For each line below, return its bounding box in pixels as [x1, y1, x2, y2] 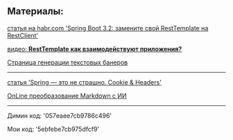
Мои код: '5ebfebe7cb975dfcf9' [7, 125, 100, 133]
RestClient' [7, 31, 39, 40]
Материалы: [7, 6, 64, 17]
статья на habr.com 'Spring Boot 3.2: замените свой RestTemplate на [7, 24, 209, 32]
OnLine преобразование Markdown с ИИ [7, 91, 127, 100]
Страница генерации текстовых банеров [7, 58, 128, 67]
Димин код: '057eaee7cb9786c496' [7, 111, 112, 120]
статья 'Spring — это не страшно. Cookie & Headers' [7, 78, 162, 86]
